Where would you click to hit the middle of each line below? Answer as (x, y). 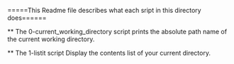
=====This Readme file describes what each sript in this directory (104, 10)
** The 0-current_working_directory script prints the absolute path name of (117, 32)
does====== (27, 18)
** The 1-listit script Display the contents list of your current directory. (109, 53)
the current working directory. (51, 39)
